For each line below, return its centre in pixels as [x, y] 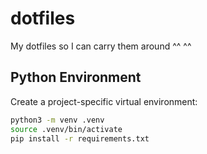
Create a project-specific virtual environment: [104, 101]
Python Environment [76, 77]
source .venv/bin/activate [66, 129]
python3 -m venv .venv [57, 120]
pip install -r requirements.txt [80, 138]
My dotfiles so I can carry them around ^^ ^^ [101, 46]
